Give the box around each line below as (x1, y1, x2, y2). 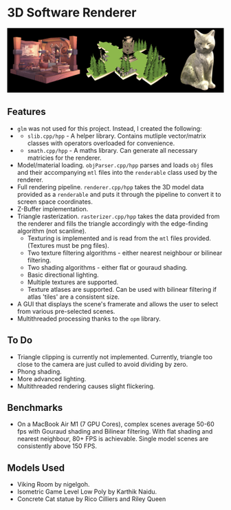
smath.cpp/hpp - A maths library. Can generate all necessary (27, 146, 198, 154)
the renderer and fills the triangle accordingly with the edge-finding (16, 219, 208, 228)
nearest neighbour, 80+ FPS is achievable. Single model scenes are (16, 435, 209, 443)
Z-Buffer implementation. (16, 204, 89, 213)
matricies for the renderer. (27, 153, 102, 162)
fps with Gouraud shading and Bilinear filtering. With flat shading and (16, 427, 213, 436)
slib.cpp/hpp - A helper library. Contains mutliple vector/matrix (27, 131, 206, 140)
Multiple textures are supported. (27, 277, 119, 286)
